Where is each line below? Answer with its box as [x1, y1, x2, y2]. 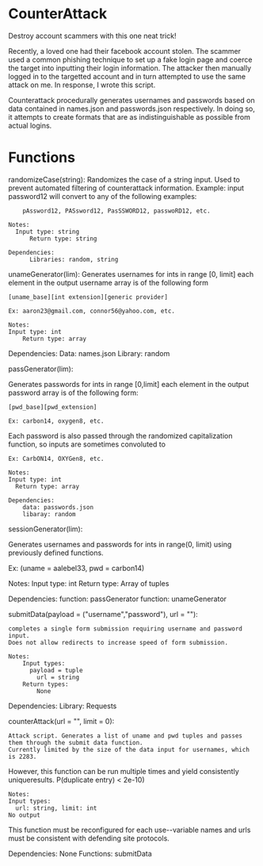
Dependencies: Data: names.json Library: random [8, 348, 170, 358]
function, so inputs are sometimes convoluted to [8, 439, 166, 449]
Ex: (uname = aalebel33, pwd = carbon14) [8, 563, 145, 573]
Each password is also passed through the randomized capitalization [8, 431, 233, 440]
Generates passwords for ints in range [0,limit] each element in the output [8, 379, 250, 389]
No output [8, 810, 41, 819]
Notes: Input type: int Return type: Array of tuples [8, 578, 170, 588]
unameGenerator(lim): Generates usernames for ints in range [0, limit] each [8, 269, 254, 278]
